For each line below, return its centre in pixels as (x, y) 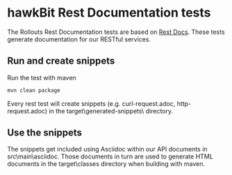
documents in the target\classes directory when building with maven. (106, 164)
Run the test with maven (42, 77)
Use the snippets (44, 133)
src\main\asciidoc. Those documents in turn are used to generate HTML (110, 156)
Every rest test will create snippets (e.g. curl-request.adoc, (91, 103)
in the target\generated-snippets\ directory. (111, 111)
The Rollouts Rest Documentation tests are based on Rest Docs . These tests (116, 32)
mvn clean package (34, 90)
